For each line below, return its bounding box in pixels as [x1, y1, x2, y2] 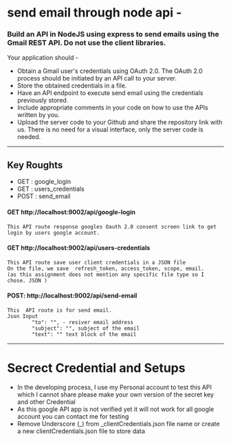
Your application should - [7, 54, 79, 62]
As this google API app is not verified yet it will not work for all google [16, 405, 214, 413]
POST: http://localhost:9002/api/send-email [7, 291, 137, 300]
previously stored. [16, 96, 69, 105]
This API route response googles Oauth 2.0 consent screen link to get [7, 223, 217, 230]
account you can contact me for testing [16, 412, 129, 421]
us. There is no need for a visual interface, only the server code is [16, 125, 204, 134]
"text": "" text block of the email [32, 330, 137, 338]
